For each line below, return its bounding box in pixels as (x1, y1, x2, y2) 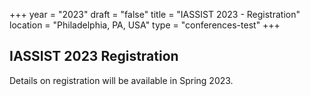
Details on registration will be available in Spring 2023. (9, 74, 234, 86)
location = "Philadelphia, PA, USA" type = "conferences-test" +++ (9, 19, 281, 31)
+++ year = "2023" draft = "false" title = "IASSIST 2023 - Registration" (9, 9, 301, 20)
